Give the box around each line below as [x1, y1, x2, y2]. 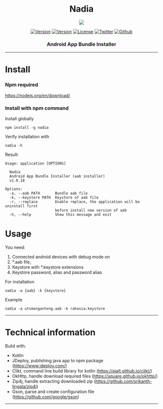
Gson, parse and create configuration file [12, 389, 95, 394]
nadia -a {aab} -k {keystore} [5, 288, 66, 293]
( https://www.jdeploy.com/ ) [12, 363, 67, 369]
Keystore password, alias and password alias [12, 269, 102, 275]
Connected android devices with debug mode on [12, 254, 110, 260]
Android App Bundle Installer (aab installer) [9, 174, 105, 179]
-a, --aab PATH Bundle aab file [9, 191, 88, 196]
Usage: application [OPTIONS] [5, 161, 66, 166]
